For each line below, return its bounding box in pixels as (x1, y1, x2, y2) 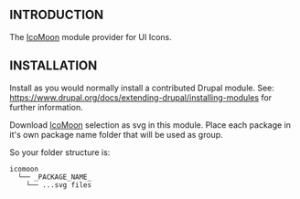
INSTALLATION (9, 58, 98, 74)
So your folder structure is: (9, 146, 111, 158)
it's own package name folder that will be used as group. (9, 129, 224, 140)
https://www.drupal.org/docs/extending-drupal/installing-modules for (9, 91, 273, 103)
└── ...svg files (26, 180, 92, 190)
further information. (9, 101, 84, 112)
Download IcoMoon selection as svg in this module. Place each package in (9, 119, 291, 131)
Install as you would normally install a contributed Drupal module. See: (9, 82, 274, 93)
